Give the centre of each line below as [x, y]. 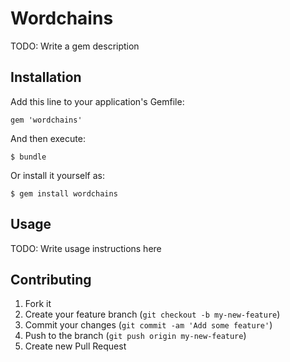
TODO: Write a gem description [75, 46]
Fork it [38, 304]
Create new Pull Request [75, 346]
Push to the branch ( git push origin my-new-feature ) [135, 336]
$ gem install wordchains [64, 193]
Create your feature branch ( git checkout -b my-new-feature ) [152, 314]
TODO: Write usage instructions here [86, 248]
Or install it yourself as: [57, 175]
